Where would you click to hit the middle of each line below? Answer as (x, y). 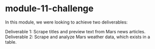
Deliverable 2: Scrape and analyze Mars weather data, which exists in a (78, 37)
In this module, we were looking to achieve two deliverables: (66, 22)
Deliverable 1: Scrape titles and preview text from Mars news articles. (75, 31)
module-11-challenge (49, 9)
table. (11, 42)
